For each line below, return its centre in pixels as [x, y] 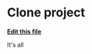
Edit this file [25, 31]
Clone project [46, 13]
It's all [15, 44]
